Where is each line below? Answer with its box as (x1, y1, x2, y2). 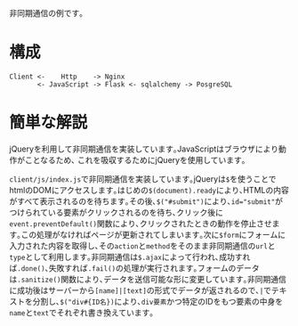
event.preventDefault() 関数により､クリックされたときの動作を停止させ (9, 217, 273, 229)
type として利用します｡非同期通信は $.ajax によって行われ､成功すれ (9, 251, 251, 262)
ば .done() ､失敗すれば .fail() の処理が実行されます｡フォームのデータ (9, 262, 260, 273)
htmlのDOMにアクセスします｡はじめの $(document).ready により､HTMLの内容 (9, 184, 289, 195)
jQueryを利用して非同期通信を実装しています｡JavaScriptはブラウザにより (9, 143, 279, 154)
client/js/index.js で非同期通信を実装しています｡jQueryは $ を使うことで (9, 173, 278, 184)
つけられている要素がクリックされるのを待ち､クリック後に (9, 207, 224, 217)
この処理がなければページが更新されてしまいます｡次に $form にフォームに (20, 229, 286, 240)
